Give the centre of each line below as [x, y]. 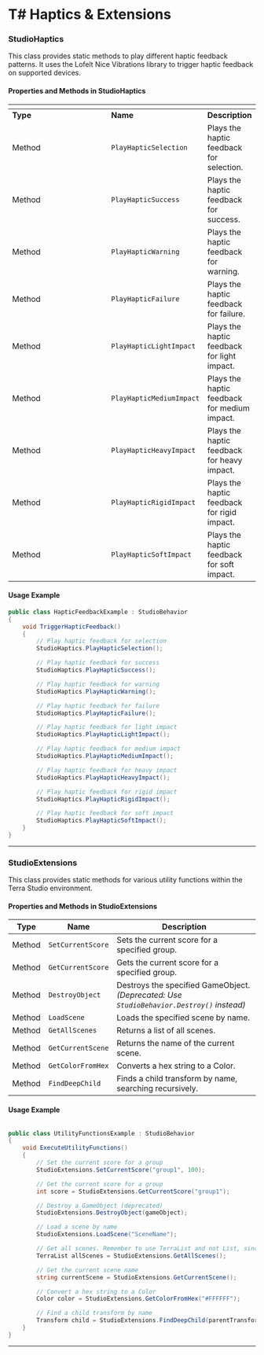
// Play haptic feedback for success [98, 663]
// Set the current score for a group [100, 1163]
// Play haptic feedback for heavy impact [107, 770]
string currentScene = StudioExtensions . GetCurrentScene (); [137, 1277]
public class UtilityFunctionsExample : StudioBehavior [101, 1133]
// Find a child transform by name [95, 1313]
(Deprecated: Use [149, 995]
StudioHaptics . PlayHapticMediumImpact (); [105, 757]
